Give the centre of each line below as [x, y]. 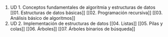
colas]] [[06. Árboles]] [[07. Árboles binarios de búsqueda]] [73, 29]
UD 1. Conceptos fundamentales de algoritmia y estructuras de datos [83, 7]
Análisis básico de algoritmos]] [43, 18]
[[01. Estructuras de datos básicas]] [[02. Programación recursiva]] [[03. [86, 13]
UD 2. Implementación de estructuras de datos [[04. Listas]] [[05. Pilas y [87, 23]
